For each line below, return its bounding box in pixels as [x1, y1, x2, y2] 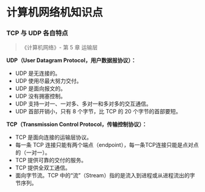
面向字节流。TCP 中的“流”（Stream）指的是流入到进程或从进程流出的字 [15, 172, 195, 179]
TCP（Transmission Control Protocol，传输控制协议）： [6, 121, 147, 128]
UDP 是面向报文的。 [15, 85, 66, 92]
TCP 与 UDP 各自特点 [6, 29, 69, 37]
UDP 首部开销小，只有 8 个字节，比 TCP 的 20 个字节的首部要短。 [15, 108, 182, 115]
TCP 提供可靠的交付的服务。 [15, 157, 87, 164]
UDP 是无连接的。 [15, 69, 61, 77]
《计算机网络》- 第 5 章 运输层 [21, 44, 98, 51]
